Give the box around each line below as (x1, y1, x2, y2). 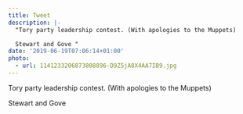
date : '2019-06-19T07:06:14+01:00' (8, 48, 125, 55)
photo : (8, 55, 30, 62)
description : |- (8, 19, 61, 27)
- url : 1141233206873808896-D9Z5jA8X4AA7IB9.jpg (15, 62, 177, 70)
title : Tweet (8, 11, 51, 20)
